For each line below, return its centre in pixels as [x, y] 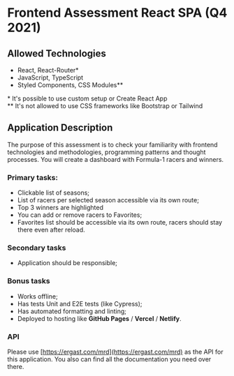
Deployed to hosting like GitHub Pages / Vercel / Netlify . [99, 318]
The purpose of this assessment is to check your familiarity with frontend [112, 144]
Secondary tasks [37, 248]
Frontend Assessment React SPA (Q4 [117, 13]
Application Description [60, 128]
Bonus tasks [29, 281]
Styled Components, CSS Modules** [70, 85]
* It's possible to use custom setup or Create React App [87, 98]
